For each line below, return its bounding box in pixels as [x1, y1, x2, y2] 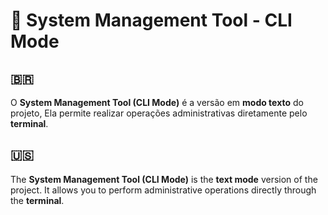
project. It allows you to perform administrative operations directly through [10, 184, 317, 196]
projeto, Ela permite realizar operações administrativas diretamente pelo [10, 107, 308, 119]
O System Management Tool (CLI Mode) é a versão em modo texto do [10, 97, 304, 108]
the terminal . [10, 194, 65, 206]
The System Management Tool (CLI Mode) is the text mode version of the [10, 173, 318, 185]
